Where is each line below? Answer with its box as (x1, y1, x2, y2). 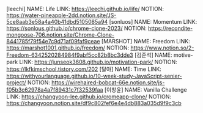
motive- (173, 51, 194, 59)
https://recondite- (147, 24, 193, 32)
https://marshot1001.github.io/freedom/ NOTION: (6, 44, 130, 51)
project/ (6, 79, 26, 86)
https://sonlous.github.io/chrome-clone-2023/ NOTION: (6, 24, 147, 32)
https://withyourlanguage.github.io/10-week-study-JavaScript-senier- (6, 73, 182, 79)
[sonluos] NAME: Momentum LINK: (109, 18, 197, 25)
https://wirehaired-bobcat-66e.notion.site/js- (51, 79, 165, 86)
